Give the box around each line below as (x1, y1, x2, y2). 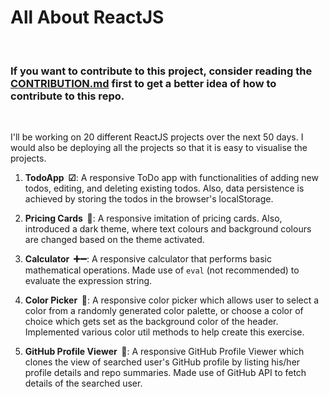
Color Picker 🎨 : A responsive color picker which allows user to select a (24, 294, 320, 306)
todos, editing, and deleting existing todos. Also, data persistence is (24, 182, 305, 195)
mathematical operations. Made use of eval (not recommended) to (24, 264, 300, 276)
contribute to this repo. (10, 89, 125, 103)
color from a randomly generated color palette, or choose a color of (24, 305, 304, 317)
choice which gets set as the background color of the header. (24, 316, 279, 328)
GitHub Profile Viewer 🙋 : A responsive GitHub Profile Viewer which (24, 346, 305, 358)
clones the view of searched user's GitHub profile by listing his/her (24, 356, 301, 368)
